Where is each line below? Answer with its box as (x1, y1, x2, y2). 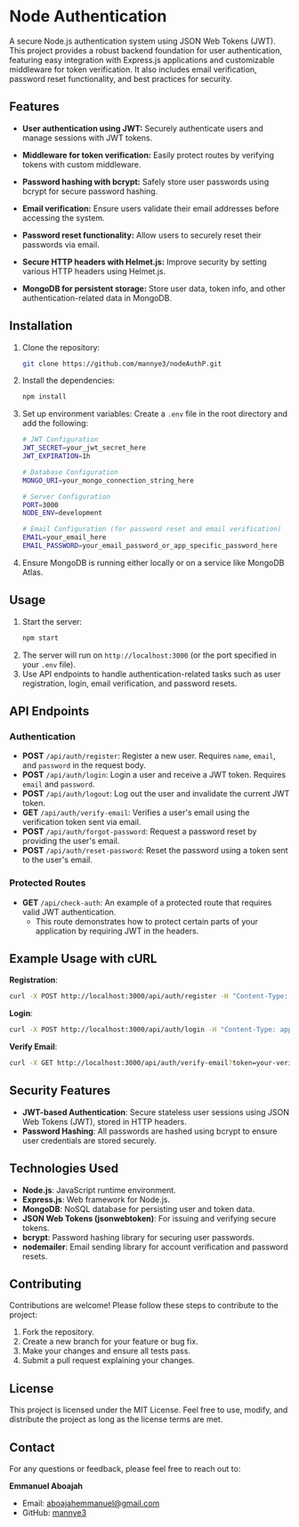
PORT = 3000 (21, 500, 60, 509)
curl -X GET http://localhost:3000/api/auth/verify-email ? (9, 1059, 233, 1068)
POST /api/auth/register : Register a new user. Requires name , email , (21, 750, 276, 762)
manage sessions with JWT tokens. (21, 132, 153, 143)
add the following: (21, 418, 89, 429)
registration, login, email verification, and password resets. (21, 678, 238, 689)
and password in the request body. (21, 760, 147, 771)
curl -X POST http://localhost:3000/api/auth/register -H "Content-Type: (9, 992, 289, 1001)
